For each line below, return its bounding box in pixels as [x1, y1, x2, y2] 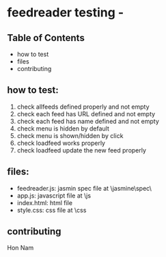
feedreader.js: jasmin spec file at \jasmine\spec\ [16, 184, 152, 192]
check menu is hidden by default [16, 124, 109, 133]
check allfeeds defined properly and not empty [16, 103, 150, 111]
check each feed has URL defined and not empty [16, 109, 156, 118]
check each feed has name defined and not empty [16, 117, 159, 125]
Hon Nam [7, 244, 34, 252]
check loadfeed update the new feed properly [16, 146, 147, 154]
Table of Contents [7, 32, 85, 44]
